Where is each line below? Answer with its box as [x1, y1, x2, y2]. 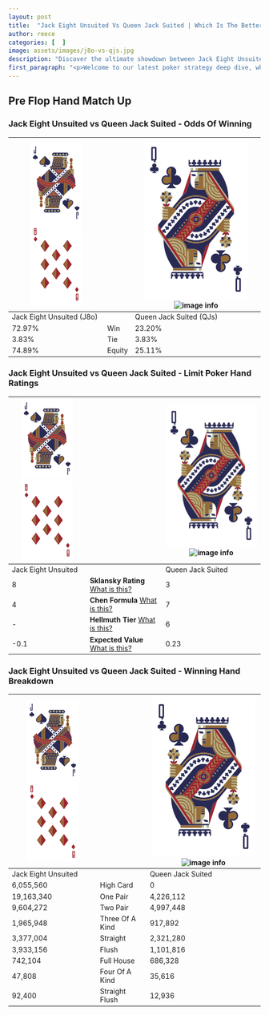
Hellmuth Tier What [89, 615, 156, 625]
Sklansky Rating [89, 575, 146, 585]
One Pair [99, 892, 129, 901]
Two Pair [99, 902, 130, 912]
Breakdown [8, 675, 54, 687]
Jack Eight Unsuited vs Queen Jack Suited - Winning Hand [8, 666, 241, 677]
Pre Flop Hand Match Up [8, 95, 132, 108]
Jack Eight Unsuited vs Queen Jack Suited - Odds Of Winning [8, 119, 252, 130]
